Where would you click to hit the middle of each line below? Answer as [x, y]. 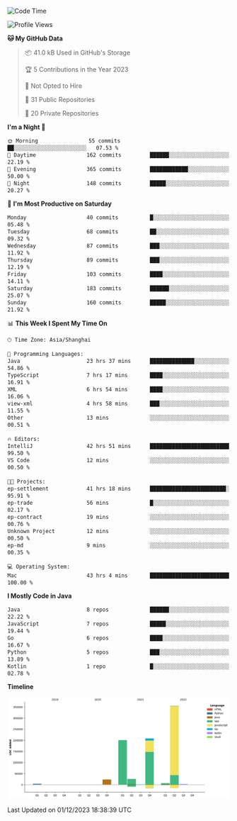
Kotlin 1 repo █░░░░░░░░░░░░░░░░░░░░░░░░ [118, 666]
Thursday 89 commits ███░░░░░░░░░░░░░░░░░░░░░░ [118, 260]
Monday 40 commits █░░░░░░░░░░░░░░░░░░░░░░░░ [118, 218]
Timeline [21, 687]
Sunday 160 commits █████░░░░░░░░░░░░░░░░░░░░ [118, 303]
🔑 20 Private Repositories [62, 113]
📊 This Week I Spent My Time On [57, 323]
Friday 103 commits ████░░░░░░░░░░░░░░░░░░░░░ [118, 274]
